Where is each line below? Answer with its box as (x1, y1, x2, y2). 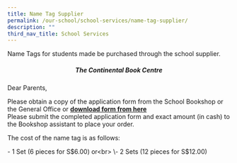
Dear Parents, (7, 84, 47, 92)
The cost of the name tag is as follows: (7, 134, 120, 142)
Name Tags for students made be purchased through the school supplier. (7, 50, 221, 58)
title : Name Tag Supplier (7, 10, 83, 18)
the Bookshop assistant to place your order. (7, 120, 134, 128)
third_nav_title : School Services (7, 30, 110, 38)
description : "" (7, 23, 55, 30)
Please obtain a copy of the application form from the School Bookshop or (7, 97, 224, 106)
